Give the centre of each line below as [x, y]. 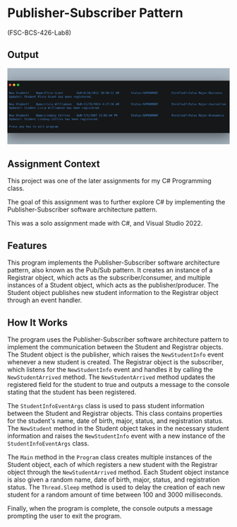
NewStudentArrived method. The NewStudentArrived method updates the [111, 377]
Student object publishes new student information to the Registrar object [113, 293]
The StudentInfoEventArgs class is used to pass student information [106, 405]
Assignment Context [54, 164]
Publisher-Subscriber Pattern [95, 13]
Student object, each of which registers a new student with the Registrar [113, 464]
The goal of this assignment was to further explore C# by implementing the [116, 202]
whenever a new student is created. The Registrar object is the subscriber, [116, 361]
